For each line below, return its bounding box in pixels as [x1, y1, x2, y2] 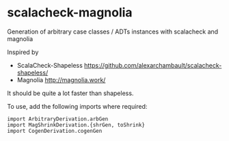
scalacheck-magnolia [7, 5, 133, 21]
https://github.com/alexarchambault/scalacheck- [84, 61, 222, 69]
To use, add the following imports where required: [7, 102, 148, 110]
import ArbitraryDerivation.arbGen [7, 115, 109, 123]
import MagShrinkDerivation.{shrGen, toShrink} [7, 121, 146, 128]
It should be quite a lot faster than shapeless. [7, 89, 134, 97]
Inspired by [7, 48, 39, 56]
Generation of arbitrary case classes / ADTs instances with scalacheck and [7, 27, 219, 36]
